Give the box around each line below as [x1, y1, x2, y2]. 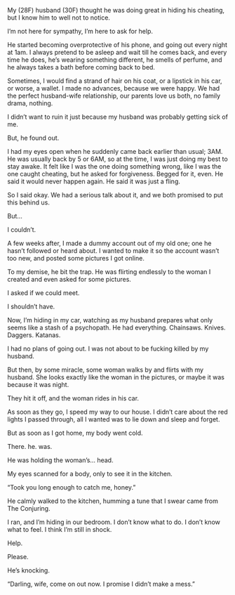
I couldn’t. [7, 225, 36, 234]
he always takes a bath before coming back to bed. [7, 63, 156, 71]
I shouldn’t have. [7, 302, 55, 310]
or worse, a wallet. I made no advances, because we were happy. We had [7, 84, 220, 92]
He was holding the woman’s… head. [7, 456, 114, 464]
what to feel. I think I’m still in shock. [7, 525, 112, 533]
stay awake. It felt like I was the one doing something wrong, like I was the [7, 162, 222, 171]
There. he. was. [7, 443, 53, 450]
